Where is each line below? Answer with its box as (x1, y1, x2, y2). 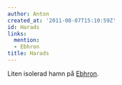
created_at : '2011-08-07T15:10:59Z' (7, 17, 116, 24)
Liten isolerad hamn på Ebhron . (7, 69, 99, 78)
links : (7, 30, 27, 38)
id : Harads (7, 23, 40, 30)
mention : (14, 37, 40, 44)
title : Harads (7, 50, 50, 57)
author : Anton (7, 10, 50, 18)
